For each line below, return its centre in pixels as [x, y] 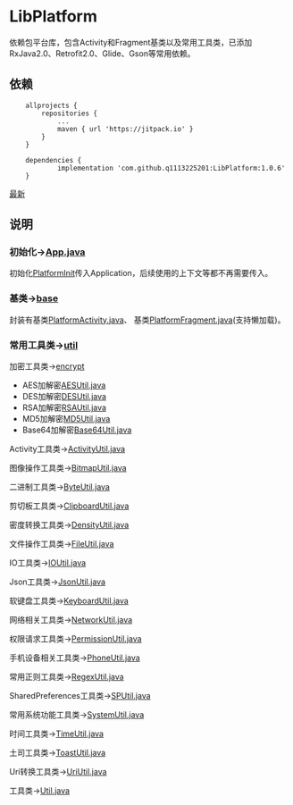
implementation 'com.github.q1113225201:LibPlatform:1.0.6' [171, 168]
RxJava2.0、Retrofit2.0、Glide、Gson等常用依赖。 [102, 53]
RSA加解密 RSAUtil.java [64, 407]
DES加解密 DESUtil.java [64, 397]
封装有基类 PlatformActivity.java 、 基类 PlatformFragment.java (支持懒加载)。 [147, 320]
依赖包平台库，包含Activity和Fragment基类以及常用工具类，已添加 [131, 42]
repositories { [70, 113]
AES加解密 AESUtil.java [64, 385]
